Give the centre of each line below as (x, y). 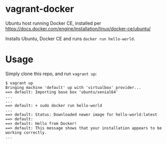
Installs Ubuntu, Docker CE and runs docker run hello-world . (70, 39)
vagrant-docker (40, 9)
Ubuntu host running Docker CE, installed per (53, 23)
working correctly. (26, 132)
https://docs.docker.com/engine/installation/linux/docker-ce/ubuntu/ (78, 28)
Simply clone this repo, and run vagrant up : (51, 74)
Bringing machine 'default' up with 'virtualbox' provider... (73, 87)
